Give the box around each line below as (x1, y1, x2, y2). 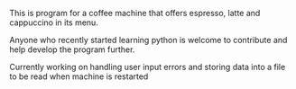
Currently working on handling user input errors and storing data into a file (9, 62, 286, 72)
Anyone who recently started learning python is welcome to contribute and (9, 35, 288, 45)
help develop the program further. (9, 44, 135, 55)
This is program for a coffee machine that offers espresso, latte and (9, 8, 261, 18)
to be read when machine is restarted (9, 71, 149, 82)
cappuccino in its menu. (9, 17, 99, 28)
